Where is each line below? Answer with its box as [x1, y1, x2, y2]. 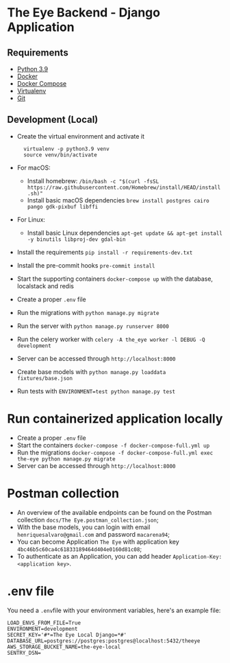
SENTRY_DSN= [7, 649, 41, 656]
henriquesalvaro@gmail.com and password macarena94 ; [16, 530, 170, 538]
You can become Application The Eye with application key [16, 537, 179, 546]
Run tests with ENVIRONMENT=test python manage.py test [16, 386, 176, 395]
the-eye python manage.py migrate [16, 455, 116, 463]
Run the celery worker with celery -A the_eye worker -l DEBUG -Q [16, 335, 205, 343]
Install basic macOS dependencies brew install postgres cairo [27, 196, 210, 204]
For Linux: [16, 215, 46, 224]
